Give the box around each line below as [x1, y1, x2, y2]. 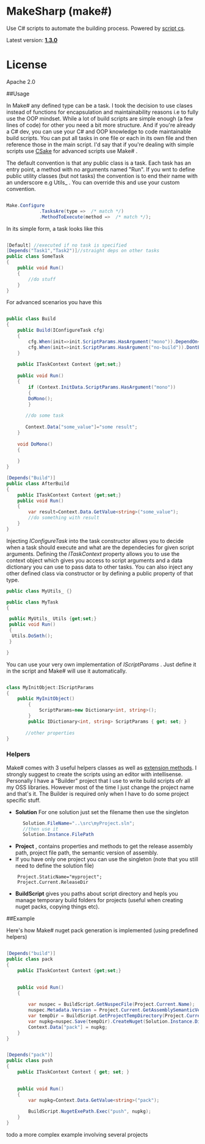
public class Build [6, 316, 56, 322]
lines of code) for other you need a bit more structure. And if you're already [6, 121, 196, 129]
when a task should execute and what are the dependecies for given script [6, 544, 194, 551]
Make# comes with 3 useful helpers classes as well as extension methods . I [6, 764, 197, 771]
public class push [6, 1058, 53, 1064]
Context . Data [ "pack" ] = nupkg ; [28, 1024, 108, 1030]
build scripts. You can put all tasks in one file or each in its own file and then [6, 134, 197, 141]
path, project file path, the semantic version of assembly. [15, 849, 159, 856]
